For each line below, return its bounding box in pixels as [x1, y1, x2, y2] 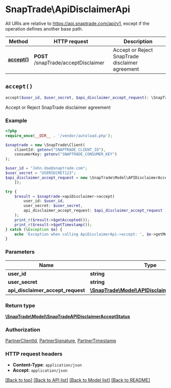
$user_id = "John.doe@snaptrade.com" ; [5, 166, 88, 171]
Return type [5, 302, 36, 309]
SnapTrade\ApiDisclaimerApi [5, 4, 130, 15]
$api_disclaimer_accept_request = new [5, 175, 88, 180]
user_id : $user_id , [23, 198, 65, 204]
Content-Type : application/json [12, 362, 82, 368]
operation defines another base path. [5, 25, 83, 32]
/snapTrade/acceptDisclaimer [34, 59, 105, 66]
